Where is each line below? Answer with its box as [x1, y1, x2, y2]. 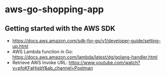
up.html [12, 43, 29, 49]
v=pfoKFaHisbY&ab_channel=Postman [12, 65, 93, 71]
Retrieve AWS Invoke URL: [12, 60, 67, 65]
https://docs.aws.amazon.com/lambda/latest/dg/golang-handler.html [12, 54, 158, 60]
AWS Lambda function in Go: [12, 49, 74, 54]
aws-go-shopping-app [5, 4, 104, 15]
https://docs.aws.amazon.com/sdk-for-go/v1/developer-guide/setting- [12, 37, 161, 44]
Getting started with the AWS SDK [5, 24, 115, 33]
